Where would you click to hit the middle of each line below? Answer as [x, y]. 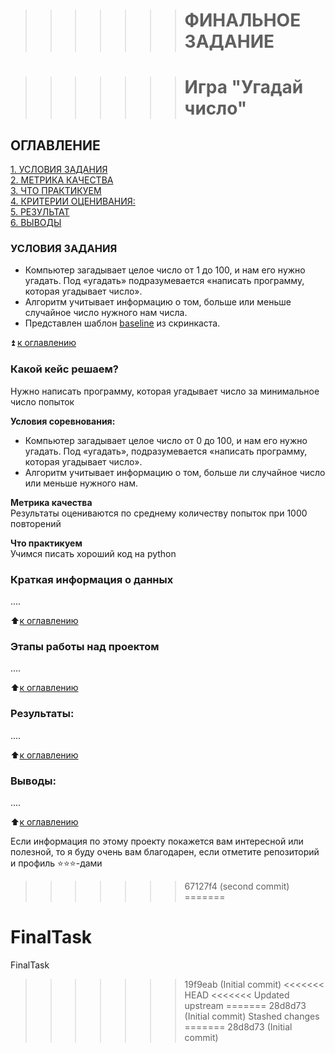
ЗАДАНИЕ [229, 41]
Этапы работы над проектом [85, 646]
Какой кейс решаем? [64, 369]
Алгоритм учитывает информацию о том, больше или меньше [158, 302]
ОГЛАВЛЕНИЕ [55, 145]
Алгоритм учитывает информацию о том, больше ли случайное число [175, 472]
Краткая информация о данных [92, 579]
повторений [36, 523]
